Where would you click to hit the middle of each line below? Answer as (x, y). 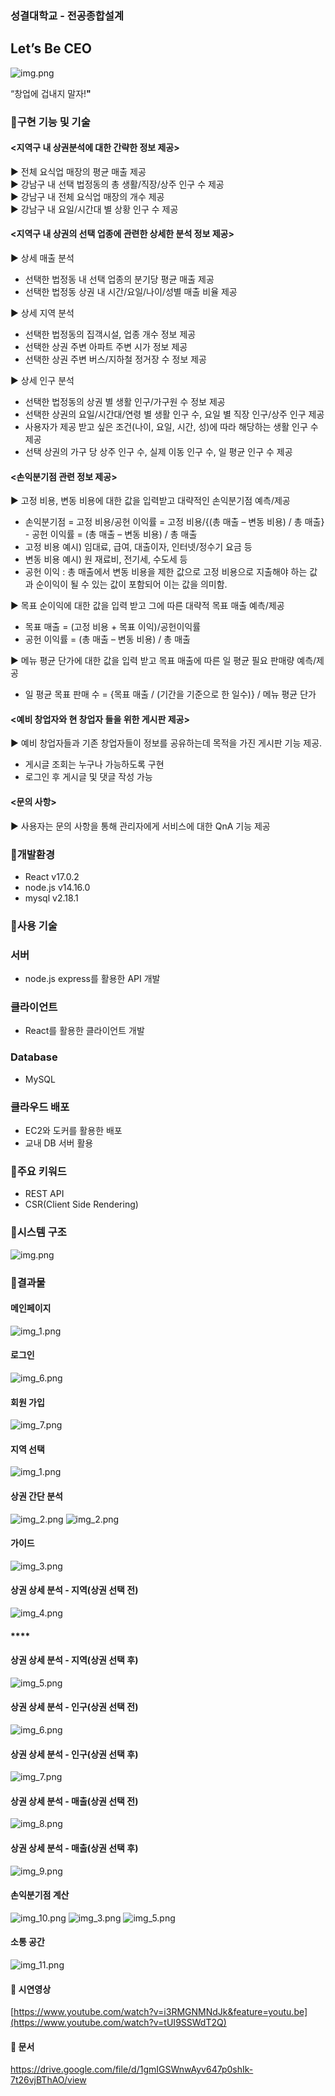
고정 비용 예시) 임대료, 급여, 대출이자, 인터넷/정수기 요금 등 (138, 547)
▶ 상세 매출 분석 (42, 258)
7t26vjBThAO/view (48, 2080)
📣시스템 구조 (38, 1232)
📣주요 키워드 (38, 1171)
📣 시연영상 (31, 1989)
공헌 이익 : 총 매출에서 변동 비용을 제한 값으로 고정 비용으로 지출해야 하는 (166, 572)
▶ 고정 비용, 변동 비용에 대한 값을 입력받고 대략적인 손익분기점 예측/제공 (150, 501)
